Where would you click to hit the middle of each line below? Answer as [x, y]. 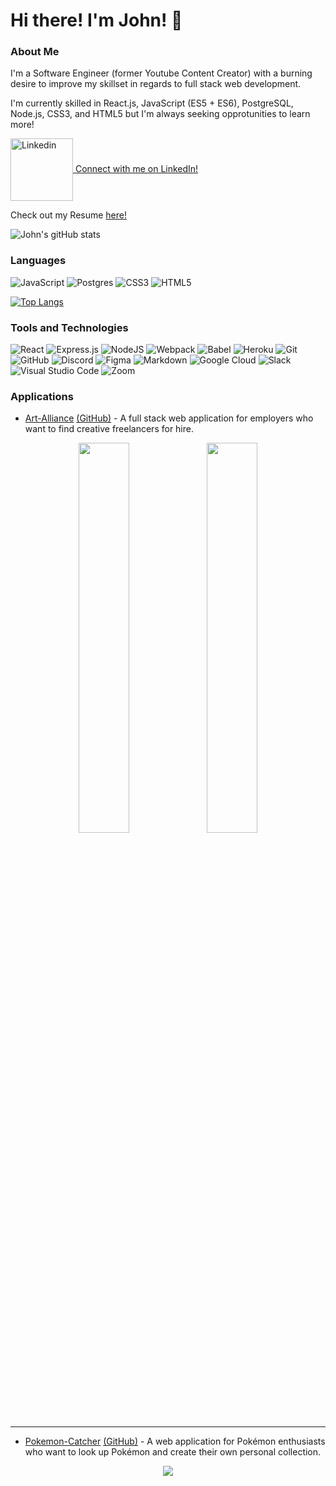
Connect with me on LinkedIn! [136, 169]
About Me [35, 52]
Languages [38, 261]
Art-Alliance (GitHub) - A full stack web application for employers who [169, 418]
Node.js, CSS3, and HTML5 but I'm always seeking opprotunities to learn [160, 114]
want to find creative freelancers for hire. [109, 429]
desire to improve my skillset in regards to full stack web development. [156, 84]
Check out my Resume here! [69, 215]
